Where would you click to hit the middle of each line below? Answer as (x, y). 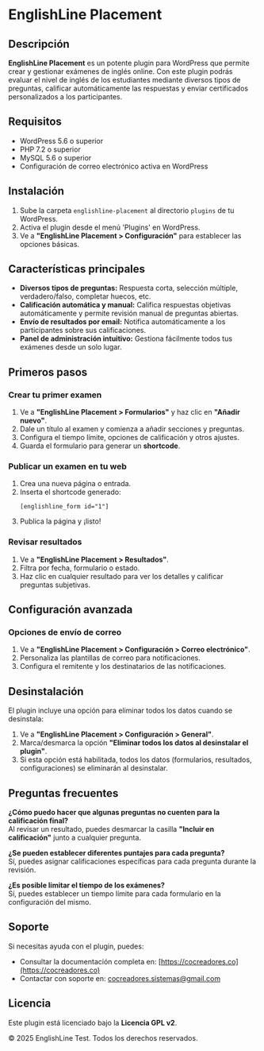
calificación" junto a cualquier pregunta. (75, 838)
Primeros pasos (48, 372)
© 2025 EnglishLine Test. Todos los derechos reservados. (103, 1037)
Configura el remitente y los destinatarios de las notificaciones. (123, 667)
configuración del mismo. (50, 902)
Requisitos (35, 122)
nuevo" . (33, 421)
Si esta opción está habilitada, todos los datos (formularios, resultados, (136, 759)
